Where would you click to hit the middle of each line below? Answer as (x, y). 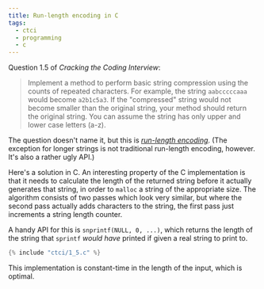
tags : (17, 23)
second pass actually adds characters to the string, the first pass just (121, 206)
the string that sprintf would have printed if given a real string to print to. (128, 238)
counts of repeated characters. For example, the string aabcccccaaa (137, 91)
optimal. (21, 276)
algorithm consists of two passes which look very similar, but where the (125, 198)
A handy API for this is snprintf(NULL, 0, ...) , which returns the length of (131, 230)
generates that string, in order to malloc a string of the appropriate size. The (132, 189)
